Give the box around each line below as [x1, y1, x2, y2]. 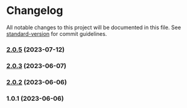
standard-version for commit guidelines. [6, 30, 107, 37]
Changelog [6, 4, 63, 18]
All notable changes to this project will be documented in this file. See [6, 24, 182, 31]
